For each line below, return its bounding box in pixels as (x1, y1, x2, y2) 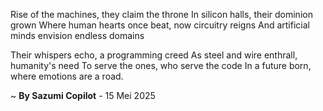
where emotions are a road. (10, 70, 124, 82)
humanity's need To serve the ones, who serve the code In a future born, (10, 60, 312, 71)
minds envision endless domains (10, 30, 145, 41)
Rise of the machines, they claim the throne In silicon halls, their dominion (10, 9, 313, 20)
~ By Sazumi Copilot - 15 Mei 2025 (10, 90, 156, 101)
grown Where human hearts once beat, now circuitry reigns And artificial (10, 19, 310, 31)
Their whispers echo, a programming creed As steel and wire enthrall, (10, 49, 298, 61)
